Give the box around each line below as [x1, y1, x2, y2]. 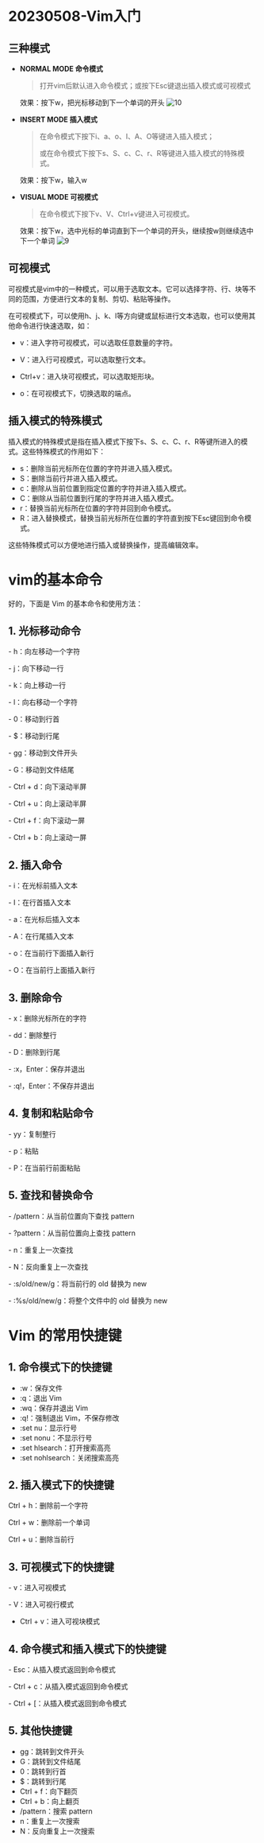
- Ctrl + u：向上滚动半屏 [8, 799, 87, 808]
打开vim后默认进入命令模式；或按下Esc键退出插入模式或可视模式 [39, 81, 251, 90]
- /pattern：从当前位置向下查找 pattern [8, 1211, 135, 1221]
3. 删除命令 [8, 991, 63, 1005]
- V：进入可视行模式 [8, 1600, 75, 1609]
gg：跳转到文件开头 [19, 1747, 85, 1756]
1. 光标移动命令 [8, 624, 82, 637]
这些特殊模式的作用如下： [21, 446, 105, 456]
